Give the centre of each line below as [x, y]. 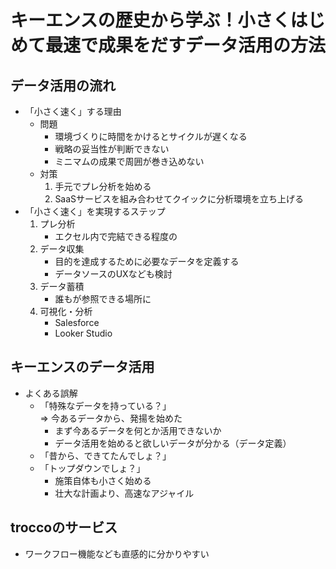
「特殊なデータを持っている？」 [105, 405]
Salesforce [77, 322]
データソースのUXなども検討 [113, 274]
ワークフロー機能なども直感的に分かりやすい [117, 553]
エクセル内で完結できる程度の [116, 236]
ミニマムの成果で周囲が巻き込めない [129, 161]
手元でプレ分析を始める [103, 186]
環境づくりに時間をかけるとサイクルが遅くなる [151, 136]
